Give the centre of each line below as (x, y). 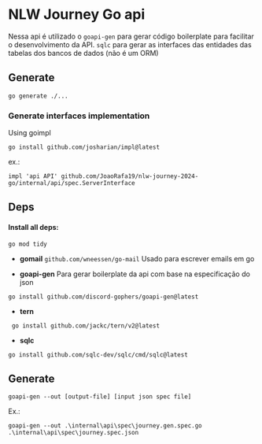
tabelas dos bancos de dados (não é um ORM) (83, 53)
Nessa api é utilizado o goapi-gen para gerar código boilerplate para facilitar (131, 36)
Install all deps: (33, 228)
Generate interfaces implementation (79, 116)
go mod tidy (28, 244)
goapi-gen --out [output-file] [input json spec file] (100, 397)
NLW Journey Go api (77, 15)
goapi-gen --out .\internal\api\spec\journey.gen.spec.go (105, 426)
